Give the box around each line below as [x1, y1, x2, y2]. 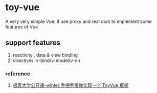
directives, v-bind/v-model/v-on [12, 57, 80, 64]
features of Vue [5, 23, 38, 29]
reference [5, 70, 31, 77]
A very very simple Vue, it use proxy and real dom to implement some [5, 18, 152, 24]
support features [5, 39, 60, 47]
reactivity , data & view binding [12, 52, 78, 58]
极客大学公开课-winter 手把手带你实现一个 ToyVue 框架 [12, 82, 129, 88]
